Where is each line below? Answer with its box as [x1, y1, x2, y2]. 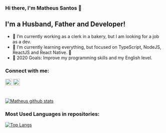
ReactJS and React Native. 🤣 [12, 49, 71, 55]
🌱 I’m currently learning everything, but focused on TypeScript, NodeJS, [12, 44, 161, 50]
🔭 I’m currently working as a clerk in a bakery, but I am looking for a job [12, 33, 159, 39]
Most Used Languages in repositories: [5, 110, 100, 117]
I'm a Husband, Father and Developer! [5, 20, 126, 29]
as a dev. [12, 39, 31, 45]
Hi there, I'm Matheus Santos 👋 [5, 5, 82, 12]
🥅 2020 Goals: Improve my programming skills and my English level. [12, 55, 152, 61]
